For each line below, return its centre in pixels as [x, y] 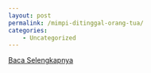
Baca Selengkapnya [41, 60]
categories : [28, 30]
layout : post [30, 15]
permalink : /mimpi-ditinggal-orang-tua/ [76, 23]
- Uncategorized [50, 38]
